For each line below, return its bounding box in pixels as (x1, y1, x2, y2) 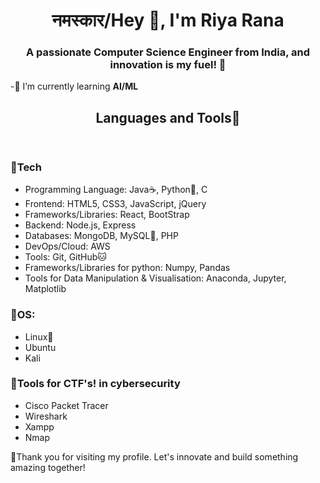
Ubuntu (24, 341, 57, 353)
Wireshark (24, 410, 68, 422)
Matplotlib (24, 283, 67, 295)
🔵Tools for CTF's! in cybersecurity (10, 377, 181, 391)
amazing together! (10, 461, 86, 473)
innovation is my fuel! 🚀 (109, 58, 227, 72)
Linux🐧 (24, 330, 54, 343)
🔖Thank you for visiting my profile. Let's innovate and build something (10, 450, 299, 463)
